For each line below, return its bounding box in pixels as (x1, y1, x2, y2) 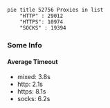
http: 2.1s (17, 80, 44, 89)
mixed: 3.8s (17, 73, 51, 81)
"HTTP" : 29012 (19, 12, 64, 19)
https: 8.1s (17, 87, 46, 96)
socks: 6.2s (17, 95, 51, 103)
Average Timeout (7, 57, 58, 65)
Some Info (7, 40, 43, 50)
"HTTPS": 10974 (19, 19, 64, 25)
